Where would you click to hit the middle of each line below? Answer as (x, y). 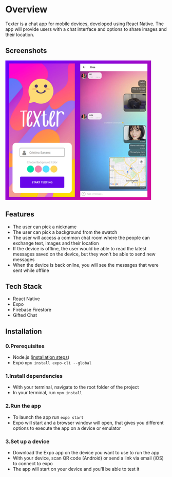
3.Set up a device (27, 442)
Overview (26, 10)
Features (20, 214)
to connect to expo (33, 463)
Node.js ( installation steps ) (41, 357)
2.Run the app (23, 406)
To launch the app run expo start (48, 417)
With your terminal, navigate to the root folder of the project (76, 387)
